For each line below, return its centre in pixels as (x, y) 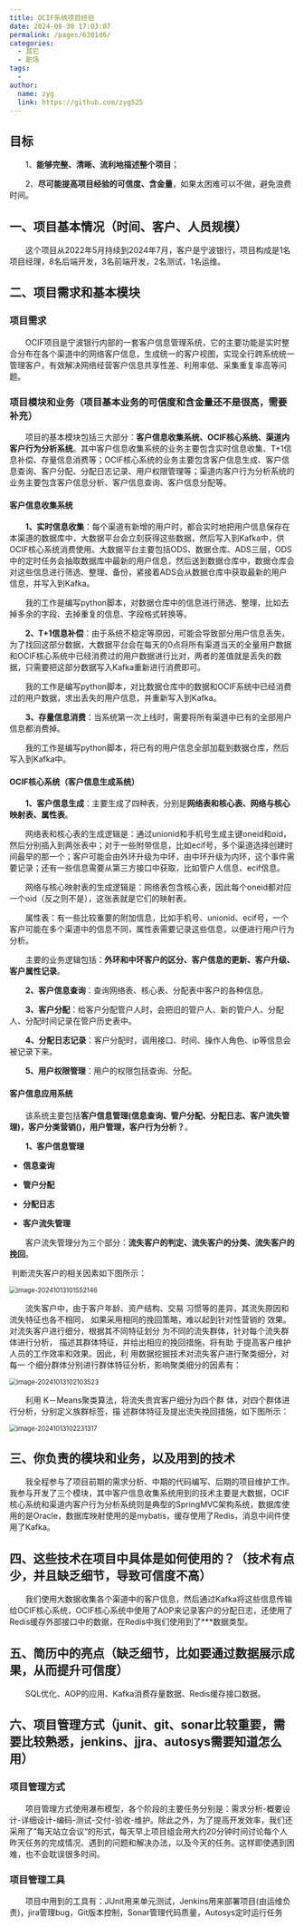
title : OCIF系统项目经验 (52, 18)
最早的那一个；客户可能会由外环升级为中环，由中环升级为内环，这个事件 (152, 857)
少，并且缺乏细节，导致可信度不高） (110, 1576)
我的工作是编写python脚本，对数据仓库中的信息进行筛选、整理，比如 (153, 603)
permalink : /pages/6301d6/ (60, 34)
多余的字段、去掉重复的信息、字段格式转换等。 (104, 614)
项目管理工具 (38, 1880)
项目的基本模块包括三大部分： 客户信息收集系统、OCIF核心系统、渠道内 (157, 437)
